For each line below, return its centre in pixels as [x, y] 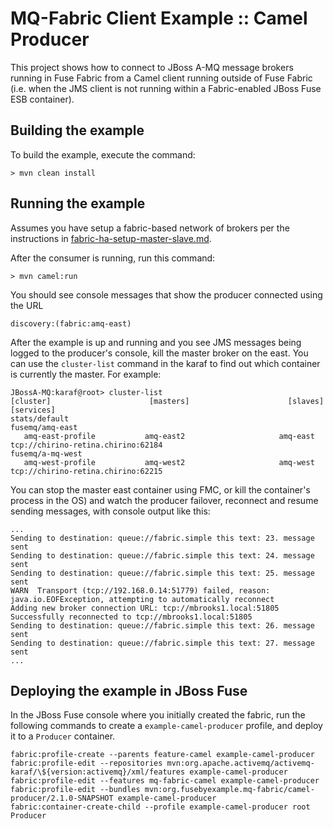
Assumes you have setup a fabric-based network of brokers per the [150, 228]
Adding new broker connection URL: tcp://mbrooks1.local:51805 [145, 608]
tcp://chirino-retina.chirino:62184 [86, 445]
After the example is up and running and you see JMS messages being [156, 342]
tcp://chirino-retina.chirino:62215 [86, 471]
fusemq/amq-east [44, 427]
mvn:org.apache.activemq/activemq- [240, 763]
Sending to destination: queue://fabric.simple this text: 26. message [162, 625]
